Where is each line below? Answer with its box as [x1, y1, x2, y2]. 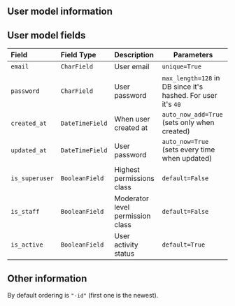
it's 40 [162, 99, 181, 109]
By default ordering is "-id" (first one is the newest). [7, 291, 159, 300]
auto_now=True [162, 138, 209, 146]
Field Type [60, 50, 97, 60]
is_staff [10, 207, 40, 216]
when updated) [162, 154, 213, 163]
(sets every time [162, 145, 215, 154]
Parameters [173, 50, 213, 60]
